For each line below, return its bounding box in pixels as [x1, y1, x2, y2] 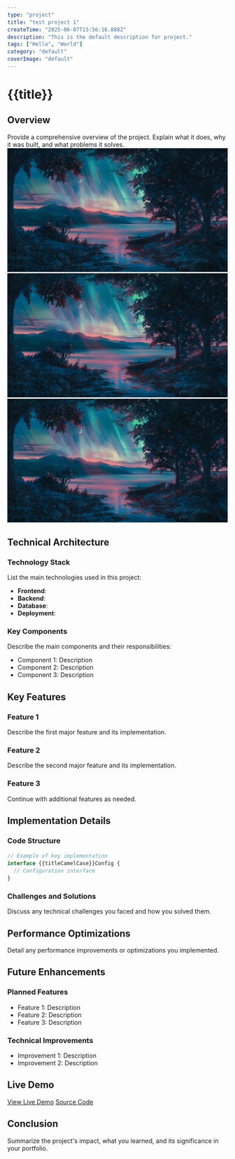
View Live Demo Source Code [7, 1097, 94, 1106]
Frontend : [17, 587, 47, 595]
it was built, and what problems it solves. [7, 140, 124, 148]
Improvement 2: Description [17, 1058, 98, 1067]
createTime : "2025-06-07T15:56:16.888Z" [7, 26, 127, 33]
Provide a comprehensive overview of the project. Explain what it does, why [7, 133, 226, 141]
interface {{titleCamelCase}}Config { [7, 860, 120, 867]
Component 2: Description [17, 663, 94, 671]
